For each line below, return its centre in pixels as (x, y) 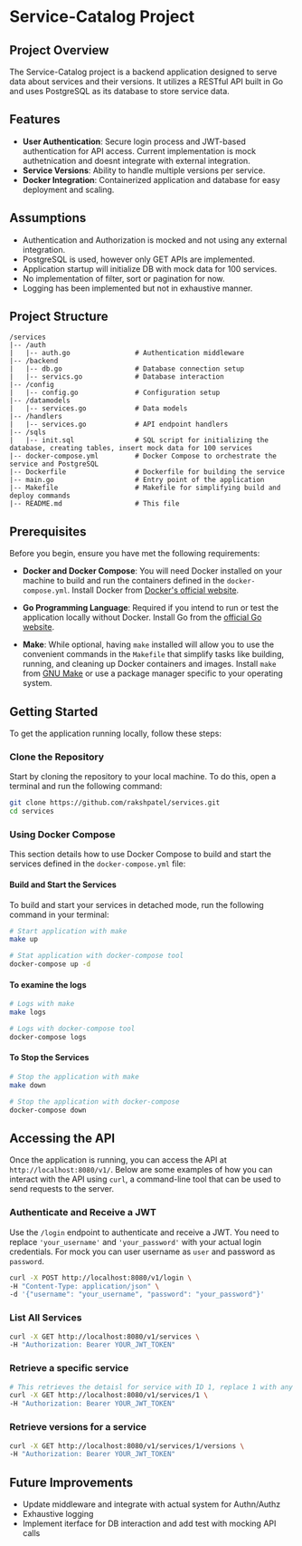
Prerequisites (48, 531)
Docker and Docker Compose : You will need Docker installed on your (152, 571)
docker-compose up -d (50, 964)
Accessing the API (62, 1138)
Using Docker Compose (62, 835)
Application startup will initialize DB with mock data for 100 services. (150, 268)
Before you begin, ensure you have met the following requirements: (135, 554)
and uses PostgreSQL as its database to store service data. (120, 91)
